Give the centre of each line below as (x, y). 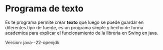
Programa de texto (44, 9)
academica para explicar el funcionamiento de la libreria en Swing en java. (82, 33)
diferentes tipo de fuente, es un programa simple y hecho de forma (74, 27)
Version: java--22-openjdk (32, 42)
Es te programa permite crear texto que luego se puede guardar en (74, 22)
